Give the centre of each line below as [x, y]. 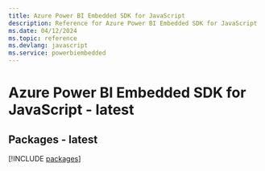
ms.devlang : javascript [48, 46]
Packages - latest [53, 139]
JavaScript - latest [71, 110]
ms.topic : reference [43, 38]
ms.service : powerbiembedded [57, 53]
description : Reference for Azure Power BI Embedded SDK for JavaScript [133, 23]
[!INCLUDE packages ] [45, 159]
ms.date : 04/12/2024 [43, 31]
